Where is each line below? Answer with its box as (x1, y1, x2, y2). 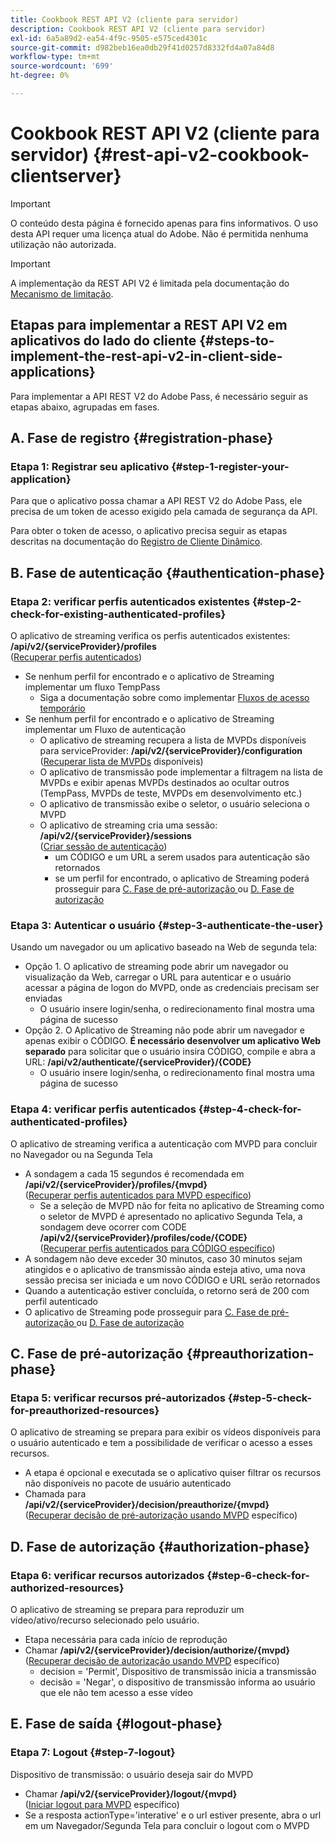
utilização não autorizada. (10, 238, 117, 250)
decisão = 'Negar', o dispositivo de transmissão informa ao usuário (39, 1676, 316, 1688)
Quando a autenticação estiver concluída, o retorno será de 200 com (24, 1284, 310, 1296)
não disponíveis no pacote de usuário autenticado (24, 1477, 232, 1490)
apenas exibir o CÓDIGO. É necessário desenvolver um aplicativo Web (24, 1035, 322, 1047)
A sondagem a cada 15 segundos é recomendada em (24, 1167, 245, 1180)
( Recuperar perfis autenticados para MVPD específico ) (24, 1189, 252, 1201)
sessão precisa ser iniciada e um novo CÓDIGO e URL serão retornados (24, 1274, 321, 1286)
